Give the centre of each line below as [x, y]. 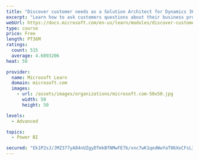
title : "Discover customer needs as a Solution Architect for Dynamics [96, 12]
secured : [17, 148]
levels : [16, 116]
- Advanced [25, 121]
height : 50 [35, 105]
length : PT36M [24, 39]
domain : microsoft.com [39, 83]
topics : [16, 132]
